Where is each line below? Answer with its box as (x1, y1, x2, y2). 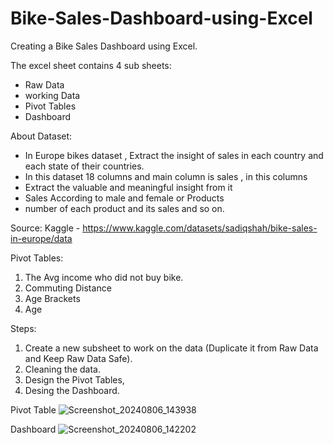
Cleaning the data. (24, 363, 101, 375)
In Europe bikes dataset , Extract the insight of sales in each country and (24, 149, 324, 161)
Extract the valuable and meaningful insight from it (24, 181, 233, 193)
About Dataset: (10, 130, 73, 142)
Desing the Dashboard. (24, 384, 120, 396)
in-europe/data (10, 232, 73, 244)
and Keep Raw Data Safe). (24, 352, 133, 364)
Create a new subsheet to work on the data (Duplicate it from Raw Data (24, 342, 319, 354)
